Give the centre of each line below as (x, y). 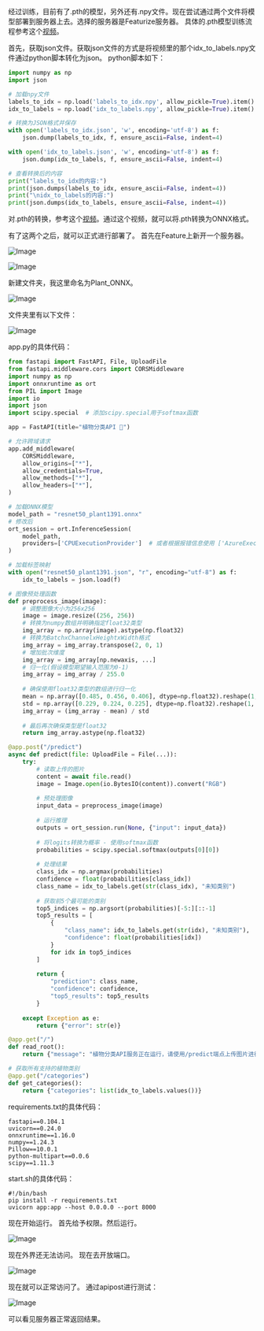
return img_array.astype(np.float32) (84, 733)
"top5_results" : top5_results (99, 996)
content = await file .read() (84, 777)
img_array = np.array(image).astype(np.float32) (103, 631)
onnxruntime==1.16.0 (42, 1135)
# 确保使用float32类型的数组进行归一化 (79, 689)
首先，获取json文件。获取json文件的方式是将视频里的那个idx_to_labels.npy (128, 48)
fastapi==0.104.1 (37, 1122)
